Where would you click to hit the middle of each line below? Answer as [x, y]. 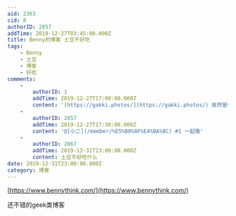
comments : [22, 79]
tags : [15, 46]
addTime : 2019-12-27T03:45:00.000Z [59, 33]
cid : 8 [17, 20]
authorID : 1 [50, 92]
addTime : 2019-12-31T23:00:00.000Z [85, 151]
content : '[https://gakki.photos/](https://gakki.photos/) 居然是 [130, 105]
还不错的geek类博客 [36, 205]
